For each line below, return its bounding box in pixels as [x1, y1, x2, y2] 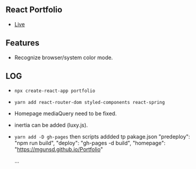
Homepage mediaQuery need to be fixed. [14, 110, 117, 117]
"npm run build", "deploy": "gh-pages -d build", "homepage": [14, 140, 166, 147]
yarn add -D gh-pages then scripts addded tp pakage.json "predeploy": [14, 133, 190, 140]
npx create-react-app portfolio [14, 88, 95, 94]
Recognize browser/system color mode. [14, 54, 113, 61]
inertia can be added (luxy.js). [14, 122, 88, 129]
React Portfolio [5, 5, 62, 15]
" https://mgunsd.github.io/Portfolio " [14, 146, 103, 153]
